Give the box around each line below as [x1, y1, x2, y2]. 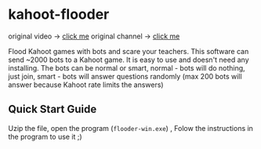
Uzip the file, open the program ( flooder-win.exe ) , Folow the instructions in [8, 123, 253, 133]
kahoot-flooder [8, 5, 110, 24]
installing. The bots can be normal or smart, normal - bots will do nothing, [8, 63, 245, 72]
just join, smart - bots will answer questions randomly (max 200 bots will [8, 71, 242, 81]
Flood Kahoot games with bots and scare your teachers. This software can [8, 46, 249, 56]
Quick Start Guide [8, 103, 97, 116]
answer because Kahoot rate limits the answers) [8, 80, 164, 89]
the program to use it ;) [8, 132, 82, 141]
